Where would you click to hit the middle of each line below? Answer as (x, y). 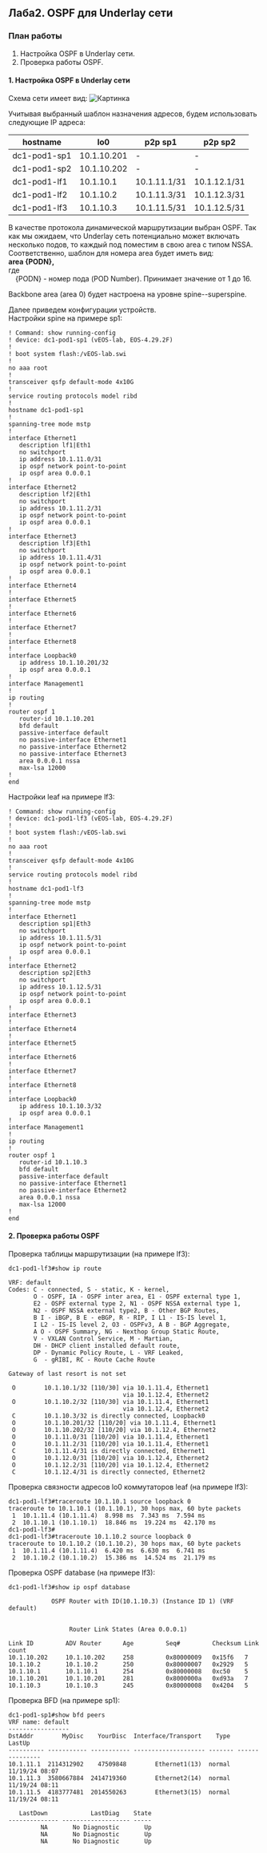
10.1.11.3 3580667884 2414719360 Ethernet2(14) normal (119, 1778)
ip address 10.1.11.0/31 (60, 459)
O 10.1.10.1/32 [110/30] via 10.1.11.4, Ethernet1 (110, 1388)
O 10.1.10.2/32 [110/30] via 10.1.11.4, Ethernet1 (110, 1402)
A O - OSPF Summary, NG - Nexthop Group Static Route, (126, 1332)
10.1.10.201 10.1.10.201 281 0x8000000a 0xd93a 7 (128, 1679)
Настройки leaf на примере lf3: (62, 796)
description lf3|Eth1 (55, 543)
